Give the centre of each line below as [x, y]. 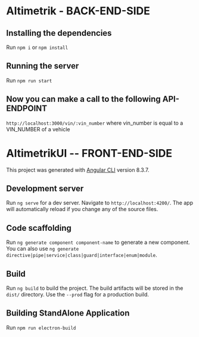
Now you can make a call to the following [83, 99]
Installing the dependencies [59, 33]
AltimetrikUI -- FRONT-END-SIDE [89, 153]
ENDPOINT [27, 109]
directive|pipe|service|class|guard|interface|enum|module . [82, 255]
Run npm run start [29, 80]
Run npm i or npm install [37, 47]
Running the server [43, 66]
